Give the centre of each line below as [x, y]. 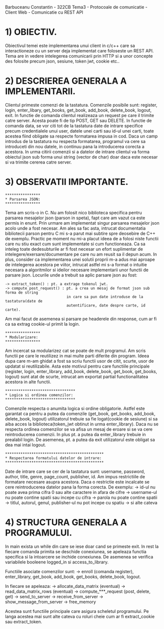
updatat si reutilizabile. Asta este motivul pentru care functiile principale [77, 366]
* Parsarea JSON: [23, 199]
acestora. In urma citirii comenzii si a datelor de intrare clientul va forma [77, 152]
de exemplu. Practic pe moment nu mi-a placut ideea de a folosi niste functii [82, 238]
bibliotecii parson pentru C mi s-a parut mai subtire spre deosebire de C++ [80, 233]
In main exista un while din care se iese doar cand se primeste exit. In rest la [82, 546]
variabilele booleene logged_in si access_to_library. [57, 562]
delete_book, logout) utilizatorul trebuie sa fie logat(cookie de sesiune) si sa [82, 419]
